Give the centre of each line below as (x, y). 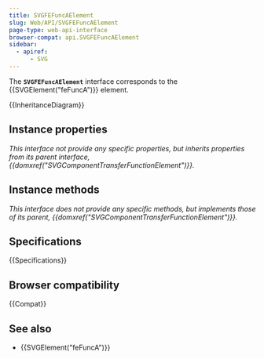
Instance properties (59, 130)
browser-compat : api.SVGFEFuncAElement (74, 37)
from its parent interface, (49, 157)
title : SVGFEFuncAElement (51, 15)
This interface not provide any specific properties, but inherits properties (127, 148)
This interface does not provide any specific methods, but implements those (132, 209)
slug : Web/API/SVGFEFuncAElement (64, 23)
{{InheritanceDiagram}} (47, 105)
